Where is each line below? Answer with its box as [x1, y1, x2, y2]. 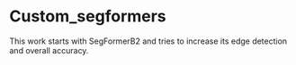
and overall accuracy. [9, 45, 89, 55]
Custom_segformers [9, 6, 166, 27]
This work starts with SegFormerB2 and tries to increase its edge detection [9, 36, 288, 46]
